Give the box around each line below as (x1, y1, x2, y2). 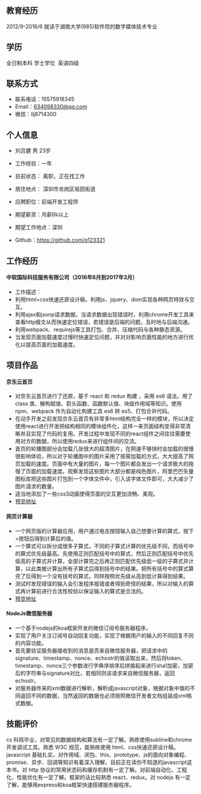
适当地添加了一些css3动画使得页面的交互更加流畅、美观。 (14, 490, 159, 497)
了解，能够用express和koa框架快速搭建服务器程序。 (6, 781, 135, 788)
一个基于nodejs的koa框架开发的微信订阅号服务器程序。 (14, 624, 151, 632)
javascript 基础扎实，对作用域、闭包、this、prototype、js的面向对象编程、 (6, 751, 190, 758)
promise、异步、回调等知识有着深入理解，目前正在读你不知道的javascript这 (6, 759, 193, 766)
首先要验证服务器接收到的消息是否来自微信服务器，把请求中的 (14, 647, 168, 654)
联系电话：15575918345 (14, 96, 75, 103)
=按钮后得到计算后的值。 (14, 535, 77, 542)
